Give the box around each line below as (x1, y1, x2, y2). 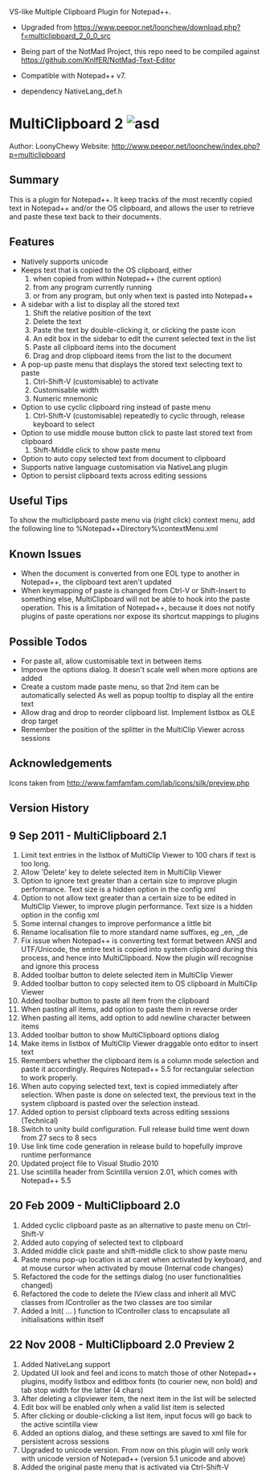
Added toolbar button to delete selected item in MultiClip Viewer (20, 971, 234, 980)
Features (9, 235, 55, 249)
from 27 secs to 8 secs (20, 1133, 97, 1143)
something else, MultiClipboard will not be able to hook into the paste (20, 594, 251, 604)
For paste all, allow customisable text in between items (20, 656, 202, 666)
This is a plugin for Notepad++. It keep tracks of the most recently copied (9, 194, 252, 204)
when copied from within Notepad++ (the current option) (32, 273, 222, 283)
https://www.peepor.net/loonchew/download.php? (73, 23, 241, 31)
